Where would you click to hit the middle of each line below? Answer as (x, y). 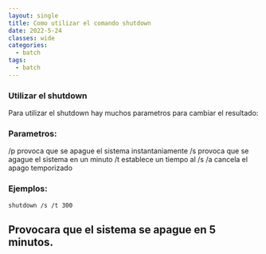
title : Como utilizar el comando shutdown (80, 23)
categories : (28, 46)
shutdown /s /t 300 (41, 205)
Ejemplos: (28, 189)
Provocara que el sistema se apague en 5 (112, 230)
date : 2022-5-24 (35, 30)
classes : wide (32, 38)
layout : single (33, 16)
